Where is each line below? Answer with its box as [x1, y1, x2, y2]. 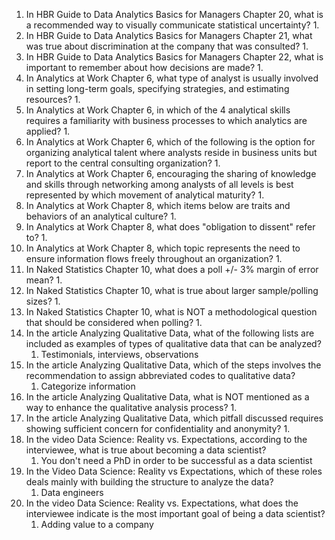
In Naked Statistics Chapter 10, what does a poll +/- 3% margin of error [25, 264, 319, 275]
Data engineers [40, 487, 104, 498]
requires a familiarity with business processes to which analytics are [25, 115, 308, 126]
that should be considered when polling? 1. [25, 317, 203, 328]
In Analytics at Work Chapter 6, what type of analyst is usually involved [25, 72, 319, 84]
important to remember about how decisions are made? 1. [25, 62, 264, 73]
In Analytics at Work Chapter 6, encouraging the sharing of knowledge [25, 168, 317, 179]
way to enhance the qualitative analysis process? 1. [25, 402, 238, 413]
